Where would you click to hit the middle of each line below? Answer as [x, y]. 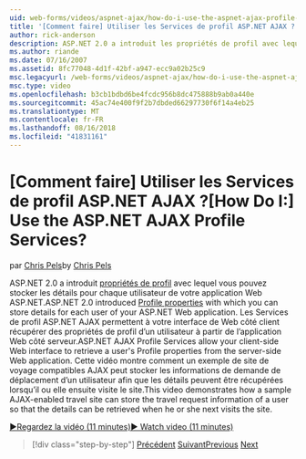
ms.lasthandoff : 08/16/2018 [63, 129]
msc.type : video [40, 86]
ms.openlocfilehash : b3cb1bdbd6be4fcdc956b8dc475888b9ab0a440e [132, 94]
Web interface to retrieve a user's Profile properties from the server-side [146, 350]
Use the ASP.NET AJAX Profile [127, 221]
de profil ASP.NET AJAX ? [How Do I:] [152, 201]
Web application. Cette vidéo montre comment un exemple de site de [139, 360]
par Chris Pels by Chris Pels [61, 265]
